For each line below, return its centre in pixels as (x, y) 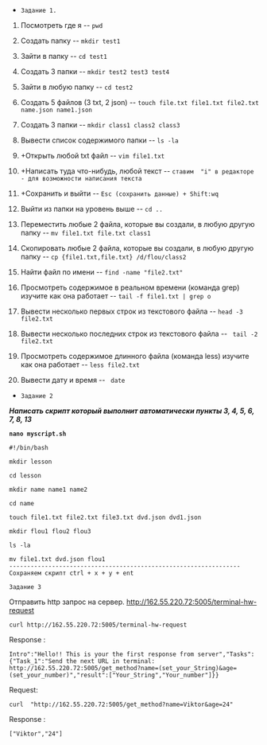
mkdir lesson (31, 462)
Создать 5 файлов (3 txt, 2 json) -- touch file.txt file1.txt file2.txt (139, 102)
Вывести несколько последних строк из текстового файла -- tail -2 (139, 333)
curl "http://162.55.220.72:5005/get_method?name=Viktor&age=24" (121, 704)
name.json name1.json (56, 110)
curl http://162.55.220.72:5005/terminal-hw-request (98, 625)
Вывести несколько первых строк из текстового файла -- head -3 (132, 311)
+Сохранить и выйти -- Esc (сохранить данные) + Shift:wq (120, 193)
